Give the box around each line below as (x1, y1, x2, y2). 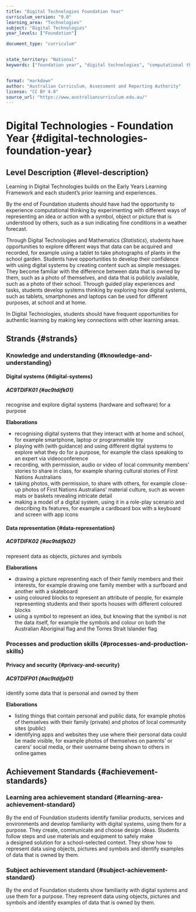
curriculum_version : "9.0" (6, 14, 72, 20)
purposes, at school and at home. (6, 299, 87, 306)
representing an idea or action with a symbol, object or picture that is (6, 213, 172, 220)
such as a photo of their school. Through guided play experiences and (6, 281, 175, 288)
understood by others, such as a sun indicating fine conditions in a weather (6, 219, 187, 226)
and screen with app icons (14, 511, 79, 518)
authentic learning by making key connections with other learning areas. (6, 317, 180, 324)
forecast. (6, 226, 28, 233)
